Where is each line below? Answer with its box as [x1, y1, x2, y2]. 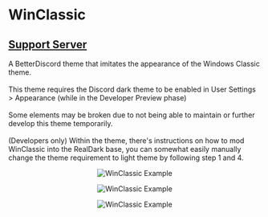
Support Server [8, 38, 87, 51]
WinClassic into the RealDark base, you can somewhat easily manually [8, 145, 242, 154]
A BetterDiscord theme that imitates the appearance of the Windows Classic [8, 59, 261, 68]
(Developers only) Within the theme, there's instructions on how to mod [8, 136, 245, 145]
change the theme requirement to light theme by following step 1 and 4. [8, 153, 244, 162]
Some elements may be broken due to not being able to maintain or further [8, 110, 255, 120]
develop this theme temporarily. [8, 119, 113, 128]
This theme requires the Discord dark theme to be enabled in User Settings [8, 84, 257, 94]
